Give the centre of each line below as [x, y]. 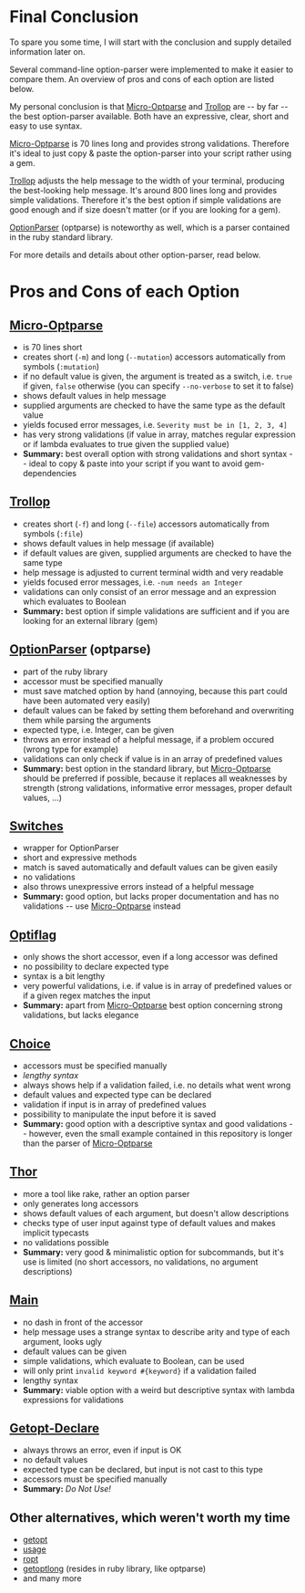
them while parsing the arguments [87, 720]
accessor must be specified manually [93, 681]
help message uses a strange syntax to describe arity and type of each [156, 1332]
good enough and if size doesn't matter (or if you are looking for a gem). [145, 209]
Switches [36, 826]
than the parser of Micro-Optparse [87, 1143]
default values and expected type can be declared [117, 1095]
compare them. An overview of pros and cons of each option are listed [142, 78]
